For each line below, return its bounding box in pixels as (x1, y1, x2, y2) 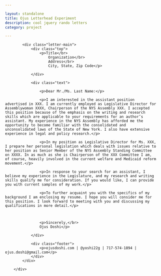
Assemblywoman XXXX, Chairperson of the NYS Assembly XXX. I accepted (5, 106, 150, 111)
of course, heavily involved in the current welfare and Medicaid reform (5, 157, 157, 162)
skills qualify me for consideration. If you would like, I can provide (5, 178, 154, 183)
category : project (5, 25, 42, 30)
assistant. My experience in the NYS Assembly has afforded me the (5, 119, 144, 123)
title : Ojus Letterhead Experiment (5, 15, 77, 21)
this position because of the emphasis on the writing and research (5, 110, 146, 115)
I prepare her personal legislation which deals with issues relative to (5, 144, 157, 149)
